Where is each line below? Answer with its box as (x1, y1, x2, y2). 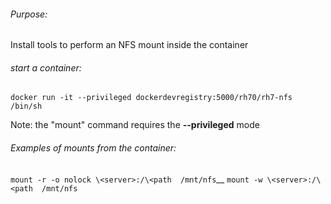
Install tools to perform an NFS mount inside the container (10, 39, 249, 51)
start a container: (10, 61, 82, 74)
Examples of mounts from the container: (10, 142, 177, 154)
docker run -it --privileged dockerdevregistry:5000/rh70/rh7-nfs (10, 93, 293, 103)
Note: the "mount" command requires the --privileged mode (10, 119, 260, 131)
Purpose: (10, 8, 48, 20)
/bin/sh (10, 101, 43, 112)
